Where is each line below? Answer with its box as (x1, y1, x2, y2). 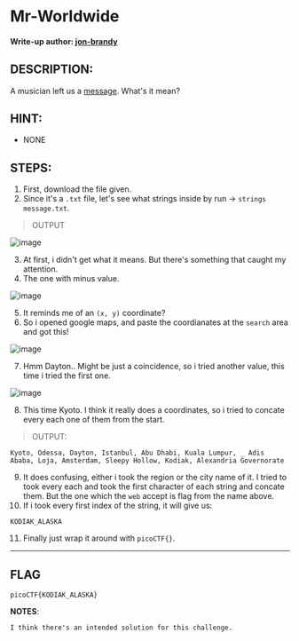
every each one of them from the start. (22, 415, 165, 425)
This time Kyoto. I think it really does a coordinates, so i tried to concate (22, 405, 285, 415)
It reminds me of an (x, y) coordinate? (22, 308, 166, 319)
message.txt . (22, 202, 70, 214)
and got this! (22, 327, 69, 337)
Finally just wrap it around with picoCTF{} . (22, 533, 176, 543)
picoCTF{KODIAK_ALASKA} (10, 590, 98, 600)
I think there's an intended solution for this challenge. (10, 623, 233, 632)
